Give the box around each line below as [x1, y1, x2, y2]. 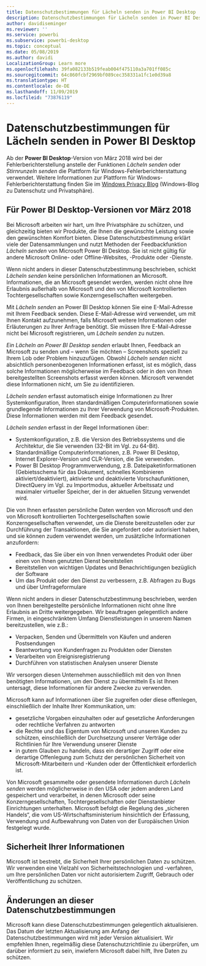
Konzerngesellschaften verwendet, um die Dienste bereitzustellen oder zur [6, 519, 196, 526]
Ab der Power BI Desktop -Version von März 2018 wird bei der [6, 154, 163, 161]
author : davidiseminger [6, 20, 67, 26]
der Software [15, 570, 49, 577]
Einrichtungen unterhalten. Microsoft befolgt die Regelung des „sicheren [6, 804, 189, 811]
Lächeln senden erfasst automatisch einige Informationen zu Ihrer [6, 392, 173, 399]
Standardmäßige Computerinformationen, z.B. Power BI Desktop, [15, 448, 180, 456]
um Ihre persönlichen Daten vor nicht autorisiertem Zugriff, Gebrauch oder [6, 871, 194, 878]
